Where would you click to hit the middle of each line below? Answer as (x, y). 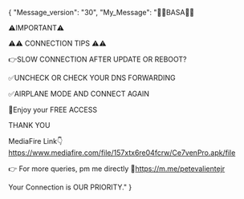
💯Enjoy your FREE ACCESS (53, 109)
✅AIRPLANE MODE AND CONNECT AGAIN (79, 94)
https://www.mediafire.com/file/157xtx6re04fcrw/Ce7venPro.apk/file (122, 153)
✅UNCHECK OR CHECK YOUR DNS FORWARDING (92, 78)
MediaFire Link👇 (35, 141)
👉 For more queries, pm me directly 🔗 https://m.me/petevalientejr (117, 169)
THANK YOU (29, 125)
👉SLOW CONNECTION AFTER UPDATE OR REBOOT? (98, 59)
